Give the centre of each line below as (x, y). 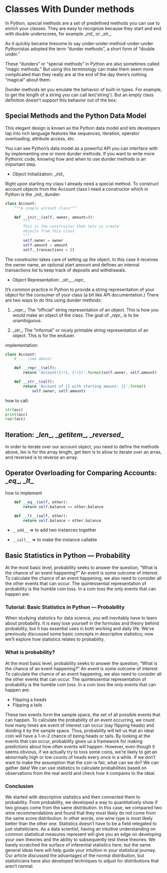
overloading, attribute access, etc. (40, 138)
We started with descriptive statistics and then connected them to (73, 797)
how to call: (17, 400)
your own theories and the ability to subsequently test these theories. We (80, 839)
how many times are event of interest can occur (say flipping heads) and (80, 725)
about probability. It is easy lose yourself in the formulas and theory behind (82, 623)
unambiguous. (27, 320)
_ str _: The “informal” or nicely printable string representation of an (80, 330)
